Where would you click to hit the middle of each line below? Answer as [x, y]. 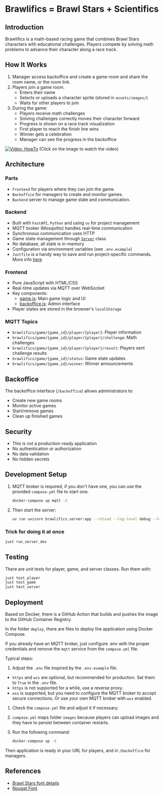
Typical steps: [19, 658]
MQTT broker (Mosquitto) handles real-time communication [72, 228]
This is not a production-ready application [54, 444]
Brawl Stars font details [36, 783]
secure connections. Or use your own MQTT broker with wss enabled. [82, 698]
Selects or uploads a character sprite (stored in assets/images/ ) [84, 97]
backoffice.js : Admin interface [50, 304]
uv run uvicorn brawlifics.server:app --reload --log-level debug [81, 519]
